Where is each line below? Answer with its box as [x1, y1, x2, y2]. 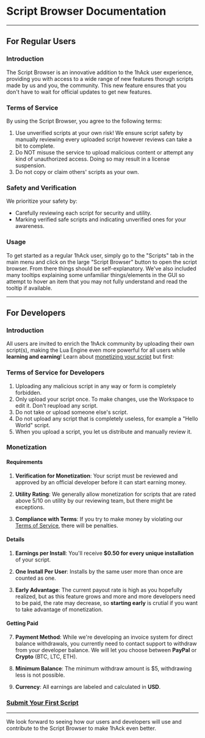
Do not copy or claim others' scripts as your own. [15, 168, 139, 175]
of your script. [15, 556, 51, 563]
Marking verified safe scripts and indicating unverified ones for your [15, 216, 187, 223]
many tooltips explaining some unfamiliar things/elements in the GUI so [6, 271, 185, 278]
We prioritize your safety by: [6, 197, 77, 205]
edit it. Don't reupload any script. [15, 401, 98, 409]
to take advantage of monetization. [15, 606, 104, 613]
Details [6, 536, 25, 543]
